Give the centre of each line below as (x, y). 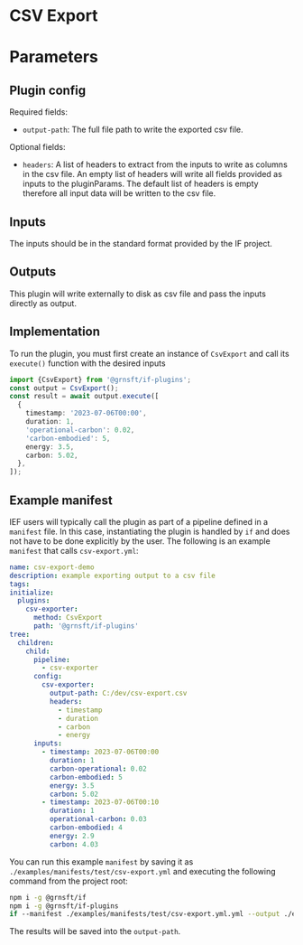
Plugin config (48, 90)
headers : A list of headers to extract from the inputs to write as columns (155, 164)
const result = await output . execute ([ (84, 397)
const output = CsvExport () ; (64, 388)
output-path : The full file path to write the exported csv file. (133, 130)
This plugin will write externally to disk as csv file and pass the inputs (138, 294)
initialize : (32, 593)
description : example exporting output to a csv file (113, 575)
